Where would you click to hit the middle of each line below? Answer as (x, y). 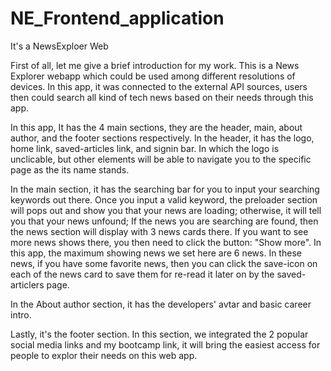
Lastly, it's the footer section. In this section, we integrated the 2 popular (159, 334)
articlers (27, 284)
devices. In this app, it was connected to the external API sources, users (159, 86)
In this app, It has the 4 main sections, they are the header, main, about (156, 127)
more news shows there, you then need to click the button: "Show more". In (166, 242)
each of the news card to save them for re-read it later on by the (142, 274)
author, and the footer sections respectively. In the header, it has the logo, (162, 138)
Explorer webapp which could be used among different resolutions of (153, 76)
